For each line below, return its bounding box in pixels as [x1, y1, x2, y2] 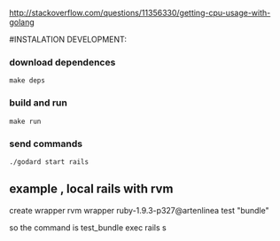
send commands [9, 137, 82, 150]
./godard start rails [9, 157, 89, 167]
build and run [9, 97, 68, 109]
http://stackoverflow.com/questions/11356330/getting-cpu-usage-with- [9, 8, 271, 18]
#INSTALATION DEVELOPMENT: [9, 35, 127, 44]
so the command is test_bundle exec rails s [9, 222, 167, 233]
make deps [9, 76, 46, 85]
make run [9, 117, 42, 126]
